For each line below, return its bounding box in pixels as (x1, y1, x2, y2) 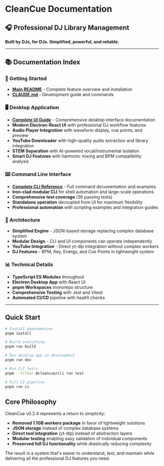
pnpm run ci (5, 384, 29, 389)
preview (12, 132, 28, 138)
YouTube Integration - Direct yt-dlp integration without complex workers (12, 243, 159, 249)
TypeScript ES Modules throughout (12, 274, 84, 280)
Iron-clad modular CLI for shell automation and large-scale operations (12, 189, 154, 195)
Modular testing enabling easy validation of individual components (12, 436, 147, 442)
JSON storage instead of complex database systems (12, 425, 119, 431)
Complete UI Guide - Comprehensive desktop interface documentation (12, 117, 155, 122)
